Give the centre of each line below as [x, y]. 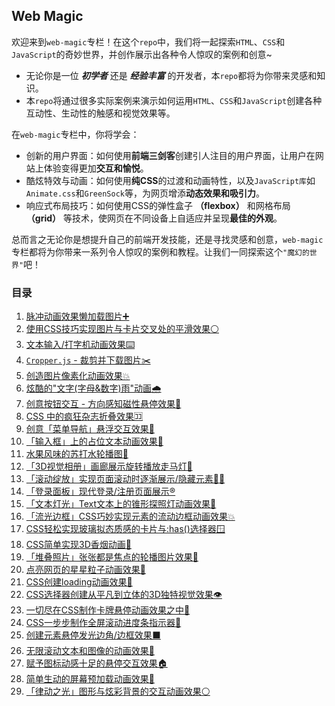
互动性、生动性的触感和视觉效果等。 [100, 113]
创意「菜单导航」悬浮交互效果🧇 [90, 429]
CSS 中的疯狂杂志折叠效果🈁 [84, 416]
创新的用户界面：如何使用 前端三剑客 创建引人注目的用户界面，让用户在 [170, 155]
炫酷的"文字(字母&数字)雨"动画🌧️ [93, 388]
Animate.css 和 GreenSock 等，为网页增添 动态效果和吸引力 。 [145, 193]
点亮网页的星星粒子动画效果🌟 [85, 570]
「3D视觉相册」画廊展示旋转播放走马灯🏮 [109, 466]
